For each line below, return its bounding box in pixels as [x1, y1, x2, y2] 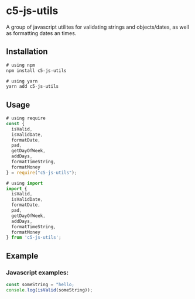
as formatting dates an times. [6, 29, 77, 36]
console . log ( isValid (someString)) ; [6, 287, 93, 293]
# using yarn [6, 78, 38, 84]
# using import [6, 180, 43, 186]
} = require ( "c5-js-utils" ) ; [6, 170, 77, 176]
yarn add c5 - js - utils [6, 84, 59, 90]
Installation [6, 47, 48, 57]
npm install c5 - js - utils [6, 67, 67, 74]
